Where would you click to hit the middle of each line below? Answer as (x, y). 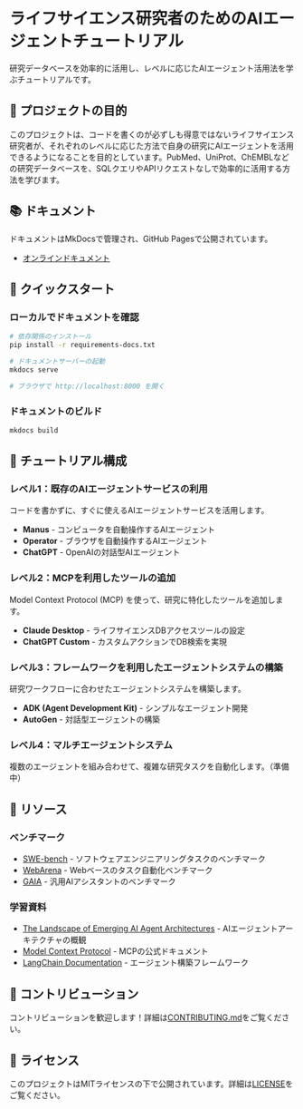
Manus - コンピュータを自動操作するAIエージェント (118, 530)
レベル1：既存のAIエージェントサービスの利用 (109, 489)
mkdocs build (34, 430)
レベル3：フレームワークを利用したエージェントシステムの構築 (146, 667)
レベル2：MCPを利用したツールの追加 (93, 579)
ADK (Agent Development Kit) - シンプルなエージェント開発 (135, 708)
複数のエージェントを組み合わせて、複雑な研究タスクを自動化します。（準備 (149, 766)
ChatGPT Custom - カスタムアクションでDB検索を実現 (125, 641)
